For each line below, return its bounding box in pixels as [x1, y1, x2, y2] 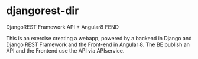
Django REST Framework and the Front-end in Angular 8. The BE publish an [6, 41, 190, 48]
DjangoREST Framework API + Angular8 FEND [6, 23, 119, 30]
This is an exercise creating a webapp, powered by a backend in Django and [6, 34, 192, 41]
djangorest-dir [6, 4, 79, 18]
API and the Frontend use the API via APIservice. [6, 47, 125, 54]
